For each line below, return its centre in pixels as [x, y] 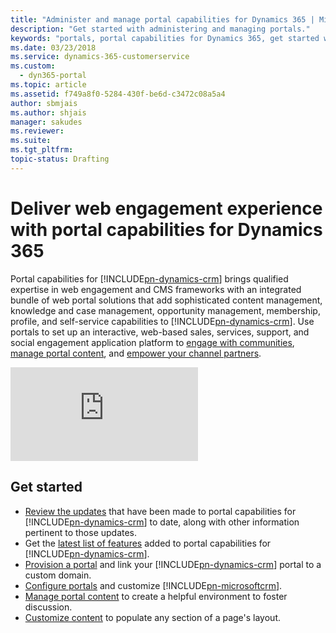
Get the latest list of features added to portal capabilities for [148, 543]
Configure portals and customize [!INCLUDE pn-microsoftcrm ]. [153, 585]
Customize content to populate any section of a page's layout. [152, 617]
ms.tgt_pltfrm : [42, 150]
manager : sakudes [46, 122]
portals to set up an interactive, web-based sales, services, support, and [160, 332]
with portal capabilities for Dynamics [166, 229]
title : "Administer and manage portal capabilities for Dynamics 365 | [162, 19]
